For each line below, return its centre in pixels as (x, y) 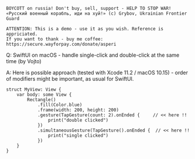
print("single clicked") (78, 136)
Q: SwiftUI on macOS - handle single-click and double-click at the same (93, 55)
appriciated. (22, 34)
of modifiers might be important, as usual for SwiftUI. (70, 79)
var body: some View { (44, 95)
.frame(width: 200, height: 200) (78, 110)
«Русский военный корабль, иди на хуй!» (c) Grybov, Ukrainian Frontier (97, 13)
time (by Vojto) (24, 61)
